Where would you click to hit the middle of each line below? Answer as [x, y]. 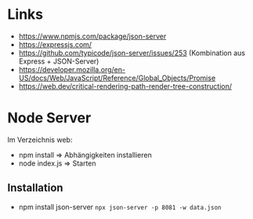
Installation [35, 188]
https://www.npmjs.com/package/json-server [92, 36]
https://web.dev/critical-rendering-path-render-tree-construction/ [125, 86]
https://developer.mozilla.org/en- [72, 69]
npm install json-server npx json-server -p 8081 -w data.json [120, 206]
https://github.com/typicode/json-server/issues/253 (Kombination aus [132, 53]
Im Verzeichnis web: [40, 140]
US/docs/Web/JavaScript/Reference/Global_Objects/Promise [117, 78]
